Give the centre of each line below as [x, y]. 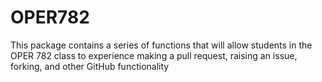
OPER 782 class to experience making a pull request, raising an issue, [154, 55]
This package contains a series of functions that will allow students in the [161, 45]
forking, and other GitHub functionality [90, 66]
